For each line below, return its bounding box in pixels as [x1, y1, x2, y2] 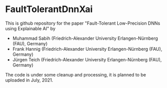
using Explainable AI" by [5, 25, 56, 31]
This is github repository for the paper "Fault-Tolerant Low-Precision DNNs [5, 20, 160, 26]
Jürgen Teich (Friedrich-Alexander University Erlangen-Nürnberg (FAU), [12, 56, 162, 62]
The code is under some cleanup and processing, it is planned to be [5, 71, 146, 77]
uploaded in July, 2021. [5, 77, 54, 83]
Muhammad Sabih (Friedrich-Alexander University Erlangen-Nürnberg [12, 35, 158, 41]
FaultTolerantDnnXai [5, 4, 93, 15]
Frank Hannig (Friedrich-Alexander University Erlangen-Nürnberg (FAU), [12, 46, 162, 52]
